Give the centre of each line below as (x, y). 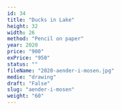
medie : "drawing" (32, 77)
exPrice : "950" (29, 58)
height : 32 (23, 26)
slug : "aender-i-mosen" (41, 90)
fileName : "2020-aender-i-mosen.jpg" (61, 70)
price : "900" (26, 52)
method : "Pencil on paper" (45, 39)
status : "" (23, 64)
